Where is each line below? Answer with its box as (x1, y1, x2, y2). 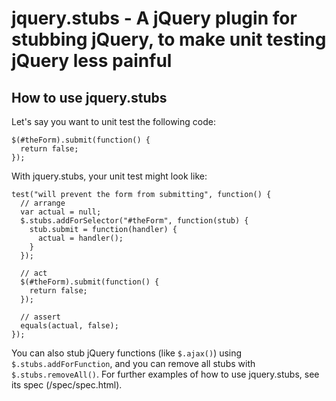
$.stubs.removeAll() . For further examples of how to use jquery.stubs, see (11, 368, 320, 380)
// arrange (20, 198, 66, 208)
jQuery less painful (11, 50, 173, 72)
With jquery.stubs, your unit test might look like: (11, 170, 208, 182)
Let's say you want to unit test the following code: (11, 116, 216, 127)
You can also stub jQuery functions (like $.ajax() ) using (11, 347, 243, 359)
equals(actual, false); (20, 321, 119, 331)
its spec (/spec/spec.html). (11, 379, 123, 391)
